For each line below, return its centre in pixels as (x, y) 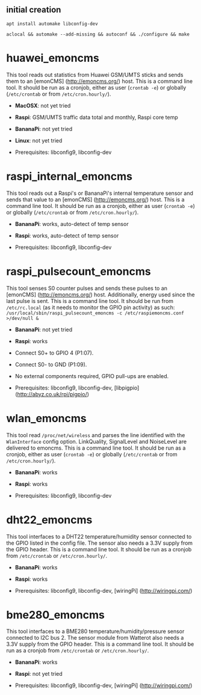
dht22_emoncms (49, 520)
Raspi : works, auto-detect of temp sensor (67, 235)
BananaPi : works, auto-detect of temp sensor (72, 224)
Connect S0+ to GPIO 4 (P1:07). (54, 353)
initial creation (34, 10)
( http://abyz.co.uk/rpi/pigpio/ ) (52, 394)
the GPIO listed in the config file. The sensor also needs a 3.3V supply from (100, 543)
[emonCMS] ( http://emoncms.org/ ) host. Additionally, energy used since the (100, 295)
